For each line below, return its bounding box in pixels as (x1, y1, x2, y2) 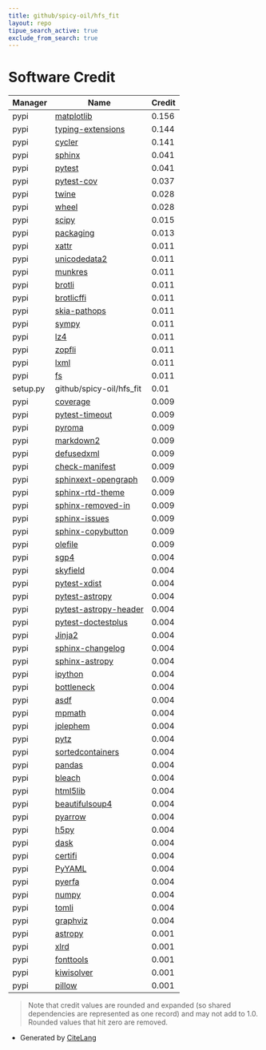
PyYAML (54, 863, 87, 874)
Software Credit (8, 69, 116, 86)
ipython (54, 668, 84, 680)
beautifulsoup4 (54, 798, 113, 810)
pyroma (54, 422, 84, 434)
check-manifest (54, 461, 116, 472)
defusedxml (54, 448, 100, 459)
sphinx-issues (54, 513, 109, 524)
